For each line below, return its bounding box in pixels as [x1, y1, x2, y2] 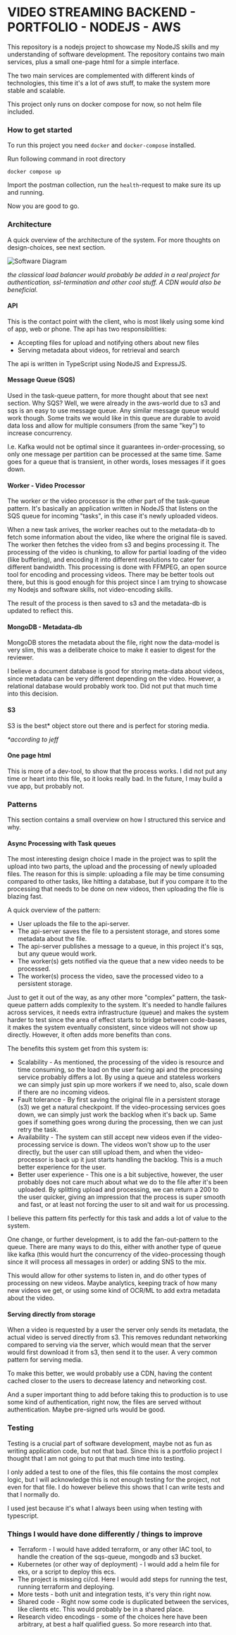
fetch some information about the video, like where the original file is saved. [7, 533, 228, 542]
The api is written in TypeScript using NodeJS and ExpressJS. [7, 359, 187, 367]
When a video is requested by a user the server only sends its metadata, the [7, 1325, 229, 1334]
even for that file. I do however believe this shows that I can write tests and [7, 1483, 225, 1491]
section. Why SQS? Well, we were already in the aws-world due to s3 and [7, 399, 221, 407]
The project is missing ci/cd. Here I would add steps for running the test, [17, 1575, 228, 1584]
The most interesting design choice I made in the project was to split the [7, 855, 217, 863]
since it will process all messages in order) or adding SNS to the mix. [7, 1258, 206, 1266]
